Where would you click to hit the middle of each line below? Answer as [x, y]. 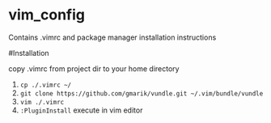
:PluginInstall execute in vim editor [81, 110]
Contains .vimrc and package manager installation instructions [112, 37]
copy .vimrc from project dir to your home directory [94, 68]
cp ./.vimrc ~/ [46, 85]
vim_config [47, 15]
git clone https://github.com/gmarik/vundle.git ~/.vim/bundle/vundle [142, 93]
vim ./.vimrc [42, 102]
